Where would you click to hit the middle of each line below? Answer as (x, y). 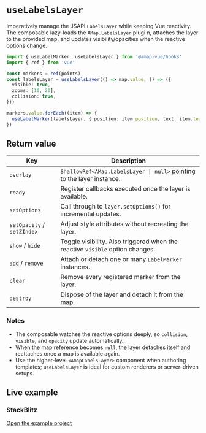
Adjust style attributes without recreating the (124, 224)
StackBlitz (22, 410)
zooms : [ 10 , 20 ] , (34, 91)
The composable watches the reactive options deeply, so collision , (101, 334)
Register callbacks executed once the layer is (125, 189)
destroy (21, 298)
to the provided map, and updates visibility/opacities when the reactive (96, 39)
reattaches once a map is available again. (67, 353)
